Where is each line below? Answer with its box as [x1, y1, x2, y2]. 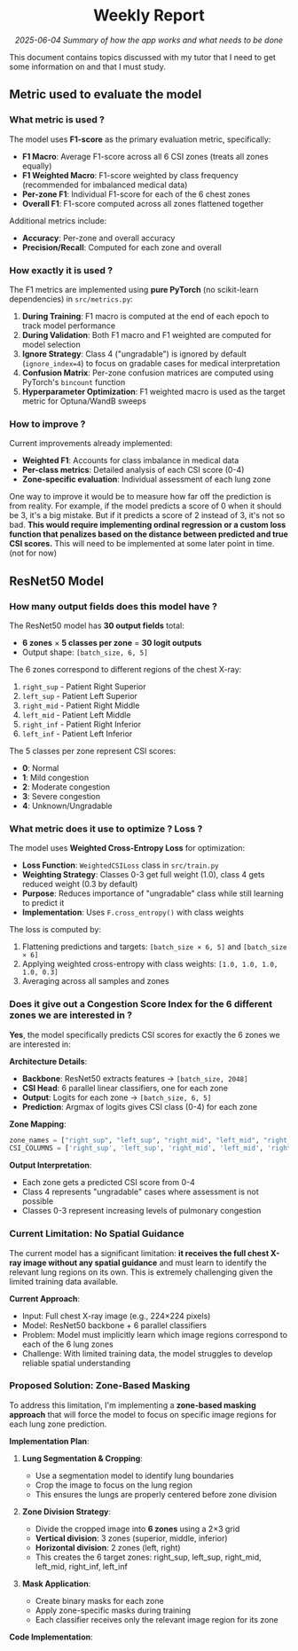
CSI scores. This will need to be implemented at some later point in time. [9, 539, 275, 549]
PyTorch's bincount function [21, 376, 126, 387]
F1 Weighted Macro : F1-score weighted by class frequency [21, 169, 239, 180]
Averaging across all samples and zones [21, 976, 170, 987]
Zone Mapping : [9, 1119, 67, 1129]
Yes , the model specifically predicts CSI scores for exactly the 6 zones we [9, 1029, 281, 1040]
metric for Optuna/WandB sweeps [21, 396, 146, 406]
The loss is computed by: [9, 924, 102, 935]
